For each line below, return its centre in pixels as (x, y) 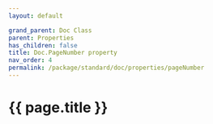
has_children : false (43, 45)
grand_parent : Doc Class (50, 30)
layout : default (36, 16)
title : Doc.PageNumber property (63, 53)
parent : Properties (41, 38)
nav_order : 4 (30, 60)
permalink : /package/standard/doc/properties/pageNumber (106, 68)
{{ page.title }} (58, 107)
